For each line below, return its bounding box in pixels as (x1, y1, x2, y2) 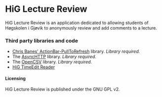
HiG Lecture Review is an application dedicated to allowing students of (5, 20, 149, 26)
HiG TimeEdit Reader (12, 64, 55, 70)
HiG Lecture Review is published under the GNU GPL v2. (5, 86, 120, 92)
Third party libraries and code (5, 37, 78, 44)
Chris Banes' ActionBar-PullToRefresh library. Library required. (12, 48, 140, 55)
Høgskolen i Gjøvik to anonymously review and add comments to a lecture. (5, 25, 157, 31)
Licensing (5, 75, 26, 81)
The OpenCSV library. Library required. (12, 59, 92, 65)
